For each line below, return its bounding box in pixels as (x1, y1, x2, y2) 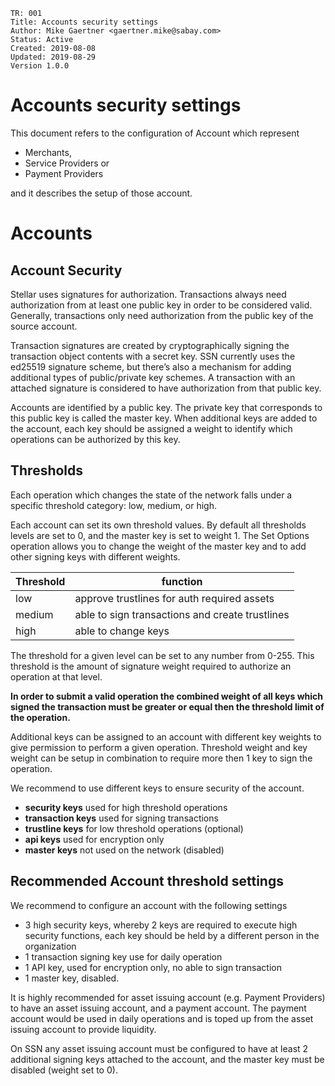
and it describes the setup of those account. (10, 187, 193, 199)
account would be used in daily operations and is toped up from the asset (10, 1012, 314, 1024)
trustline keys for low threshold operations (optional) (24, 822, 244, 834)
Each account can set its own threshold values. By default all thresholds (10, 519, 307, 531)
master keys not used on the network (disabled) (24, 844, 225, 856)
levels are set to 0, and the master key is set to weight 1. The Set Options (10, 529, 310, 541)
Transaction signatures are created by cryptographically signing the (10, 339, 290, 351)
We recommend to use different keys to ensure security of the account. (10, 782, 305, 794)
